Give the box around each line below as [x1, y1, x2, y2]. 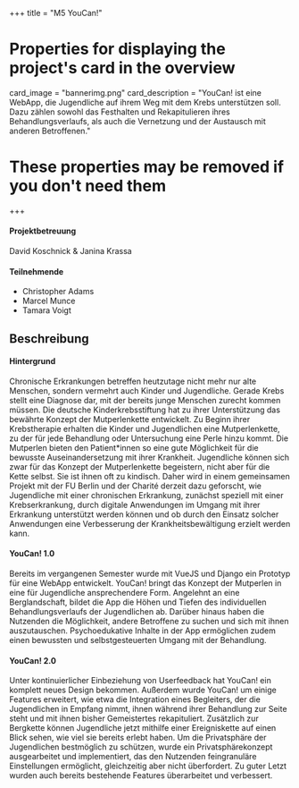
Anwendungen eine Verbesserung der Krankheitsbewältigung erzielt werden [9, 518, 291, 529]
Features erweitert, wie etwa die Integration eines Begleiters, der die [9, 694, 261, 705]
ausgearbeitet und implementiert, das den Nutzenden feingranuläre [9, 751, 257, 762]
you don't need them [9, 176, 167, 196]
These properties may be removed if [9, 157, 284, 177]
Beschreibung [9, 331, 89, 346]
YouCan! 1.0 [9, 548, 55, 559]
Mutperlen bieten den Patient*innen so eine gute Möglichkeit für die [9, 442, 259, 453]
